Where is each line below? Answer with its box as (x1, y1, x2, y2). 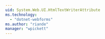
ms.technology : (5, 12, 37, 17)
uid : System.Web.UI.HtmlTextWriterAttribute (5, 7, 100, 13)
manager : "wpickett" (5, 26, 49, 31)
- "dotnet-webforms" (10, 17, 53, 22)
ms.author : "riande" (5, 21, 49, 27)
